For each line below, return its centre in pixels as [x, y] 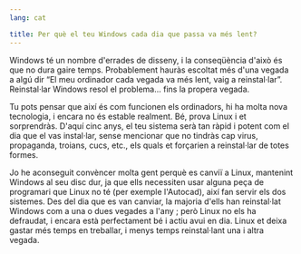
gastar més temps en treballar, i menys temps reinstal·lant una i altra [137, 230]
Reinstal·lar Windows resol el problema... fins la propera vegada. [130, 89]
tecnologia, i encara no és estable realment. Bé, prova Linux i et [128, 116]
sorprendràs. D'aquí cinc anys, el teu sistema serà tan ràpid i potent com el [150, 126]
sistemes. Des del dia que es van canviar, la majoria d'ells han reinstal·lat [145, 201]
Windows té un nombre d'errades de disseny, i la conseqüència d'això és [146, 60]
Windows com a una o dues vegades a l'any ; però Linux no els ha [133, 210]
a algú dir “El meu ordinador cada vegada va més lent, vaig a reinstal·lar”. [146, 79]
